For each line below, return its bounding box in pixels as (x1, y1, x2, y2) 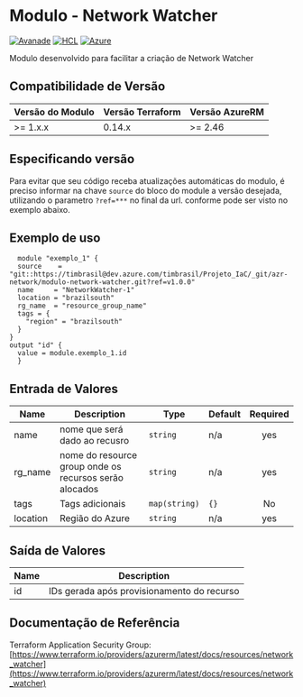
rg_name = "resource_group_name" (17, 301, 147, 311)
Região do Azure (60, 512, 131, 525)
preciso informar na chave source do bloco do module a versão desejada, (9, 185, 282, 196)
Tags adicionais (60, 498, 126, 510)
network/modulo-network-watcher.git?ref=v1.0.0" (9, 278, 196, 287)
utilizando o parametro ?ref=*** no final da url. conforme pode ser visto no (9, 195, 289, 206)
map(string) (148, 499, 200, 509)
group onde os (60, 461, 122, 473)
